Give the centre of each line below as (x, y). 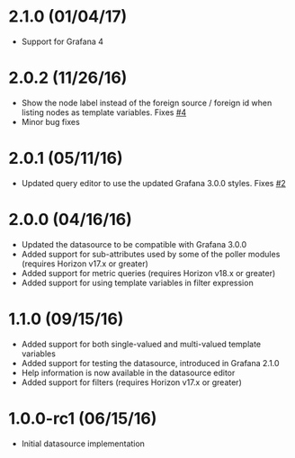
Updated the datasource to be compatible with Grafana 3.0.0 (134, 244)
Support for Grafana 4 (63, 41)
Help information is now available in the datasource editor (128, 373)
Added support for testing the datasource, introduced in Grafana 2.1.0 (150, 363)
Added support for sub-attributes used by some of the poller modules (151, 254)
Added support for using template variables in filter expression (137, 283)
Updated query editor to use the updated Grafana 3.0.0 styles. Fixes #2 (154, 183)
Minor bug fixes (50, 121)
